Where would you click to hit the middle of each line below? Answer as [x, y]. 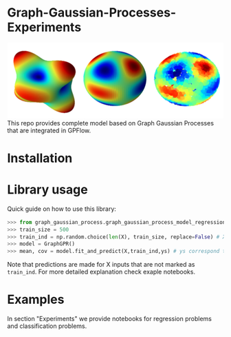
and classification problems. [47, 326]
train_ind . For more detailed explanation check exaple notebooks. [101, 272]
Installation [40, 158]
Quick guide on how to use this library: [62, 209]
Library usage [47, 190]
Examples [36, 299]
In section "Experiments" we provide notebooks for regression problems [109, 319]
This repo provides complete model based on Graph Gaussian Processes [111, 123]
